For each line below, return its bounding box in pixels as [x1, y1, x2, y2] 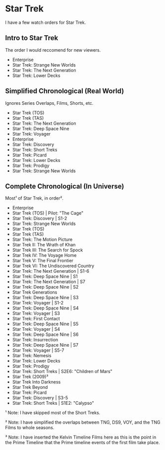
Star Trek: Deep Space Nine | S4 [12, 305, 79, 311]
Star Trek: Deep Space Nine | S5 [12, 321, 79, 327]
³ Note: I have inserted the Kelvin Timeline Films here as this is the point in [5, 434, 157, 440]
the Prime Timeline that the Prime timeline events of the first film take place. [5, 440, 160, 446]
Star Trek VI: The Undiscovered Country [12, 263, 95, 269]
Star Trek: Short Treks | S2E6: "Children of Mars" [12, 369, 112, 375]
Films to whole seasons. [5, 425, 55, 431]
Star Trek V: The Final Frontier [12, 258, 73, 264]
